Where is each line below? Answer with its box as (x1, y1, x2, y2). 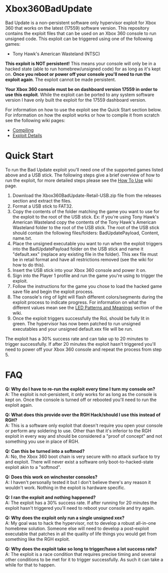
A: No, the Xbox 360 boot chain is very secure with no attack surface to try (5, 453, 160, 459)
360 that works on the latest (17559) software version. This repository (5, 25, 149, 31)
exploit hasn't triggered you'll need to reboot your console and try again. (5, 505, 155, 511)
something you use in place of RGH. (5, 438, 80, 444)
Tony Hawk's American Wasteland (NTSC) (12, 51, 100, 57)
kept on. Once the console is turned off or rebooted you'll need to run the (5, 397, 157, 403)
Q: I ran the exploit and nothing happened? (5, 494, 96, 500)
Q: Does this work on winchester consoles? (5, 473, 98, 480)
